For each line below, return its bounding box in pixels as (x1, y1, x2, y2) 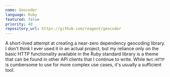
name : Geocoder (5, 7, 38, 13)
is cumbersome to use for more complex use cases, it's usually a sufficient (5, 62, 161, 68)
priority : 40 (5, 21, 33, 27)
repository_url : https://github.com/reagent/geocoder (5, 26, 122, 31)
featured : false (5, 17, 40, 22)
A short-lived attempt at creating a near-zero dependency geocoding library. (5, 40, 165, 46)
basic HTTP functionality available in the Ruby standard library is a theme (5, 51, 159, 57)
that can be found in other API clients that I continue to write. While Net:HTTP (5, 56, 165, 62)
